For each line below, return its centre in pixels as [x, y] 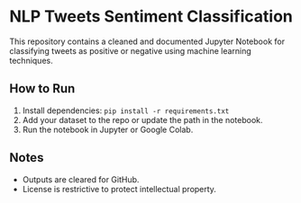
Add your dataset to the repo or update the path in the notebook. [142, 119]
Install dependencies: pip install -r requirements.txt [126, 110]
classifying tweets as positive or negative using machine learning [131, 50]
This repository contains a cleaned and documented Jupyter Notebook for [147, 41]
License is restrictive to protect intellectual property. [119, 189]
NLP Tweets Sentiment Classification [151, 17]
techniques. [31, 60]
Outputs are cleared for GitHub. [81, 179]
